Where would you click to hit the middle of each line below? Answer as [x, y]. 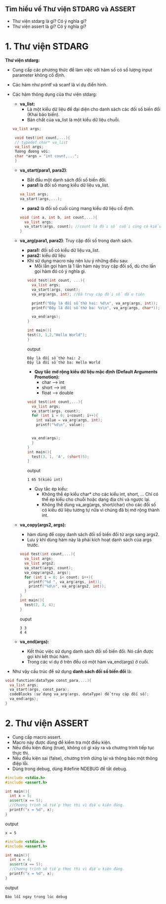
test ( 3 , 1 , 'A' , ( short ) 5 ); [61, 457]
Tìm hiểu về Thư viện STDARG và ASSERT [70, 9]
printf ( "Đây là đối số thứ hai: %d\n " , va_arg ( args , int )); [95, 303]
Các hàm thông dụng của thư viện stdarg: [55, 94]
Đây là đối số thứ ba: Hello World [63, 362]
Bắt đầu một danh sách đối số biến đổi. [67, 180]
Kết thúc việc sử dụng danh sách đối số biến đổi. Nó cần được [90, 651]
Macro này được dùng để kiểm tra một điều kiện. [62, 742]
